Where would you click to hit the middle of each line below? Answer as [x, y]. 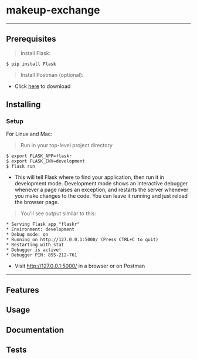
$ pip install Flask [31, 64]
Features [23, 290]
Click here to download [43, 86]
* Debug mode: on [27, 235]
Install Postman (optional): [52, 74]
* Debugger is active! [34, 250]
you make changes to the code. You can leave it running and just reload [101, 196]
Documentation [35, 330]
